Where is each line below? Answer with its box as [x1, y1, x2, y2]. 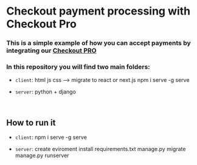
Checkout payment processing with [6, 4, 191, 18]
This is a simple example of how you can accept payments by [6, 39, 191, 47]
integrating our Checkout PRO [6, 47, 97, 55]
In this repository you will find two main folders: [6, 62, 150, 71]
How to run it [6, 117, 56, 128]
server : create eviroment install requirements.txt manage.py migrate [15, 146, 186, 153]
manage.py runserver [15, 152, 69, 159]
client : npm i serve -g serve [15, 133, 87, 141]
